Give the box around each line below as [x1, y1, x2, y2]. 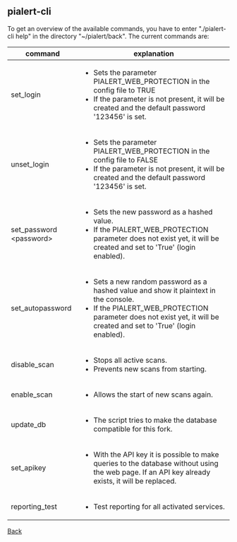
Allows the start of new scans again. [93, 390, 213, 399]
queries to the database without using [93, 458, 219, 468]
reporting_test [11, 501, 58, 511]
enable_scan [11, 390, 53, 399]
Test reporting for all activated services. [93, 501, 226, 511]
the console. [93, 294, 135, 304]
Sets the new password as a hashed [93, 207, 213, 217]
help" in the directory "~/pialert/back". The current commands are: [15, 32, 209, 40]
